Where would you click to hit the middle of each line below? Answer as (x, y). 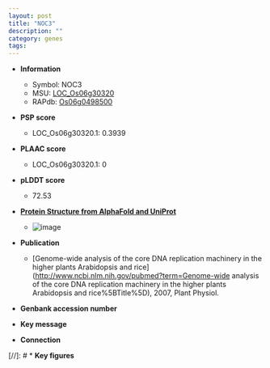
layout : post (30, 16)
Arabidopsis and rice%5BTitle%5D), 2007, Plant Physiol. (126, 293)
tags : (17, 46)
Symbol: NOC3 (57, 85)
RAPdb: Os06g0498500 (72, 102)
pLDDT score (42, 180)
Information (40, 69)
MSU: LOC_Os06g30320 (73, 93)
